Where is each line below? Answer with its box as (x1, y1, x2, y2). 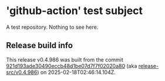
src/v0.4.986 (6, 69, 38, 76)
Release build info (6, 41, 73, 50)
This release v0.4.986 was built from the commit (6, 56, 123, 63)
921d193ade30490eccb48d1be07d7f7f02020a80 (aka (6, 62, 137, 69)
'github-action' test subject (6, 4, 143, 18)
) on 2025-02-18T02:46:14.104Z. (37, 69, 116, 76)
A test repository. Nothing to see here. (6, 23, 99, 31)
